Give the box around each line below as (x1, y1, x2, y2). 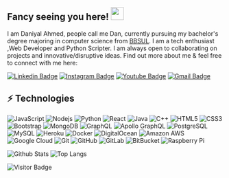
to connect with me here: (7, 58, 78, 67)
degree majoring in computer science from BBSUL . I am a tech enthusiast (7, 36, 215, 45)
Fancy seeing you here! (7, 11, 110, 23)
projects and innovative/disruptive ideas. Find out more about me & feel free (7, 51, 222, 59)
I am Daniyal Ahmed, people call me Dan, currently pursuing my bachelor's (7, 29, 219, 38)
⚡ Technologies (7, 93, 75, 104)
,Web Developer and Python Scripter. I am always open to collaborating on (7, 44, 217, 52)
